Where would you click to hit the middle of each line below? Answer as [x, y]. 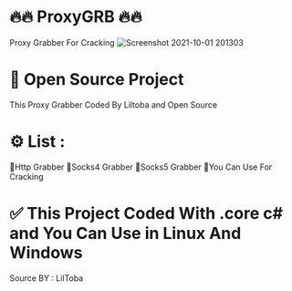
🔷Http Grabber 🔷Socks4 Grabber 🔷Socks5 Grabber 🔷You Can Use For [141, 167]
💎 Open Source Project [97, 80]
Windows [46, 253]
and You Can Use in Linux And [125, 234]
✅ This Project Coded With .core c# [146, 213]
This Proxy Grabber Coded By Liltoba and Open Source [113, 104]
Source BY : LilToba [47, 278]
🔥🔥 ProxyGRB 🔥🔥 [76, 17]
